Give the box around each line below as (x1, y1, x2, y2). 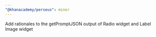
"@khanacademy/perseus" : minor (5, 7, 70, 12)
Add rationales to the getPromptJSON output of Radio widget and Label (5, 21, 151, 27)
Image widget (5, 26, 33, 32)
